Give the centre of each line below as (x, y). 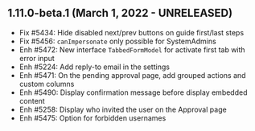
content (32, 100)
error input (37, 58)
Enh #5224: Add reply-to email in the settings (95, 67)
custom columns (47, 84)
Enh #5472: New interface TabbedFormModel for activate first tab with (132, 49)
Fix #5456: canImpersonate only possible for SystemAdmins (117, 41)
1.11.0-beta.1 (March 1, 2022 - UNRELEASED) (120, 13)
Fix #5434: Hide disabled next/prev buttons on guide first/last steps (132, 32)
